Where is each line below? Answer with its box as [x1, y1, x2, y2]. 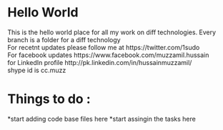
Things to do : [7, 91, 91, 107]
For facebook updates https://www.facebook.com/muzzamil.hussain [7, 51, 209, 59]
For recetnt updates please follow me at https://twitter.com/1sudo [7, 43, 200, 51]
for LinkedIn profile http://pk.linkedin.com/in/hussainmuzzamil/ [7, 58, 192, 66]
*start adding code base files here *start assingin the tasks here [7, 114, 197, 123]
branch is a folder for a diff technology [7, 35, 121, 44]
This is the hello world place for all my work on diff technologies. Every [7, 28, 217, 36]
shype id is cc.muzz [7, 66, 66, 74]
